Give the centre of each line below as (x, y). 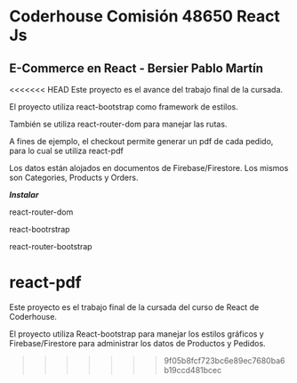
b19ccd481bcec (193, 370)
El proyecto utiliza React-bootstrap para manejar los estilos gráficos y (136, 334)
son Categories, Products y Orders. (74, 177)
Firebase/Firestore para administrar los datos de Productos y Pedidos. (137, 343)
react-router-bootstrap (51, 246)
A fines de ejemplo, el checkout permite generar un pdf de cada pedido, (141, 141)
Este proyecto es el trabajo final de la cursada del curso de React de (134, 307)
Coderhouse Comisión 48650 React (144, 16)
